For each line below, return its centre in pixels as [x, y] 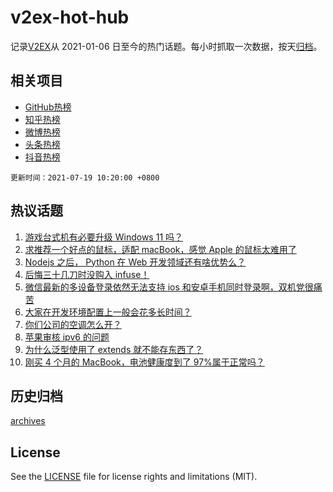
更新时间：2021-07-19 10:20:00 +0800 [85, 177]
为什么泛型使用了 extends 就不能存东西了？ [114, 349]
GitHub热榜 [48, 107]
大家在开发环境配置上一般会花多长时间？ [108, 312]
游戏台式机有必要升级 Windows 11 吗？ [104, 237]
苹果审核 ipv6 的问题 [67, 337]
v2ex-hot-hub [70, 17]
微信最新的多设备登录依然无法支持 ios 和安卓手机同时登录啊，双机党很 [169, 287]
